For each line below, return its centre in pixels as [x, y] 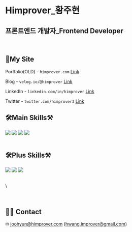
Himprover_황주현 [43, 10]
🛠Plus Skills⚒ [28, 155]
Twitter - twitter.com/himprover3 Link [45, 101]
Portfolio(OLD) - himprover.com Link [42, 71]
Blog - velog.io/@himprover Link [39, 81]
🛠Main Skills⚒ [29, 118]
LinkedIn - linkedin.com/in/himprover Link [50, 91]
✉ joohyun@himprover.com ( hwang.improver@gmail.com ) [66, 224]
